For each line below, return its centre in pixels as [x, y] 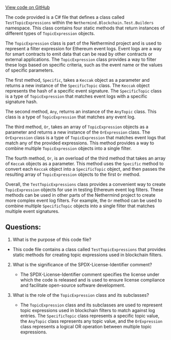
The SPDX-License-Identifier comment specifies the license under [90, 274]
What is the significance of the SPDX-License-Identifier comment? [82, 264]
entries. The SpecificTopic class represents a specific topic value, [90, 316]
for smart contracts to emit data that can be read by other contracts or [79, 54]
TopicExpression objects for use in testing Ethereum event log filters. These [84, 190]
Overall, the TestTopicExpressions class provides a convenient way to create [85, 184]
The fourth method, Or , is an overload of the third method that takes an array [85, 158]
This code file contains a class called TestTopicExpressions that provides [89, 249]
